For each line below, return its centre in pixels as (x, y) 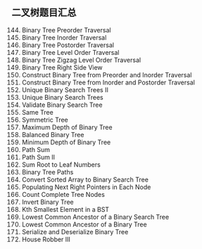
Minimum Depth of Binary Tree (66, 142)
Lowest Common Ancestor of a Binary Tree (84, 224)
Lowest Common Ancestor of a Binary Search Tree (95, 217)
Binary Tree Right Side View (62, 67)
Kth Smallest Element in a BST (65, 209)
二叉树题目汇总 (44, 13)
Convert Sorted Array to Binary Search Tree (85, 179)
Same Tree (37, 112)
